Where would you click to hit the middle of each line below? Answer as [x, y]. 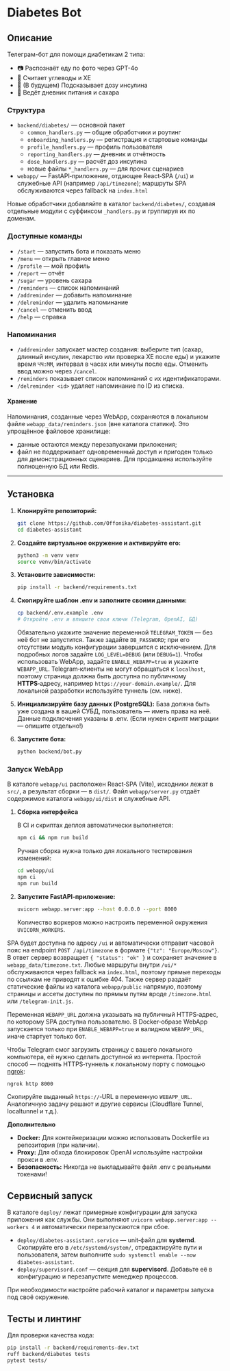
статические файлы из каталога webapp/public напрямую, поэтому [104, 986]
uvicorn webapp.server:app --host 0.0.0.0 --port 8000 [97, 909]
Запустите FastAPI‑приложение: [66, 896]
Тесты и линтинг [44, 1319]
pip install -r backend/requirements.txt [77, 587]
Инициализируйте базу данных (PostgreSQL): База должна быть [113, 704]
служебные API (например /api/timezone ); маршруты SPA [102, 184]
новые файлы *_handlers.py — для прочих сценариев [105, 169]
